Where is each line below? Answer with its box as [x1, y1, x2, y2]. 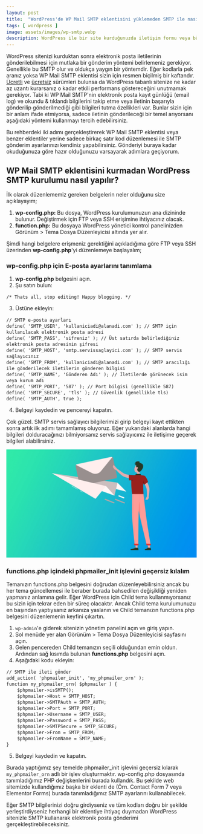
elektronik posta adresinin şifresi [6, 342, 98, 348]
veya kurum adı [6, 378, 45, 384]
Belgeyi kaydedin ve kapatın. [14, 752, 87, 759]
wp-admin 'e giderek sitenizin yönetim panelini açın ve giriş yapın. [14, 625, 175, 631]
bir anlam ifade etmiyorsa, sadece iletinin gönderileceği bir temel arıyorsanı [6, 111, 193, 118]
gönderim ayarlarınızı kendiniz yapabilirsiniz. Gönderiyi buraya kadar [6, 142, 177, 149]
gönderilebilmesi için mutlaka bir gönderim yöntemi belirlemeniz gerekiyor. [6, 59, 192, 67]
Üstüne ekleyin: [14, 305, 54, 312]
